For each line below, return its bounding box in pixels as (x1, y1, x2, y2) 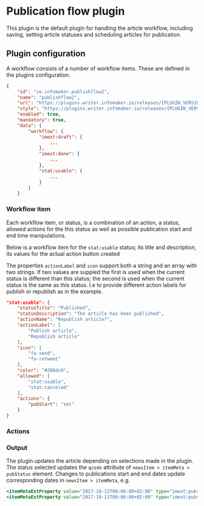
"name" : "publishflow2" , (17, 94, 80, 100)
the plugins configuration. (6, 71, 71, 79)
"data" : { (17, 122, 42, 128)
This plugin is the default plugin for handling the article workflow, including (6, 24, 193, 32)
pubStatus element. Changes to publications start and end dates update (6, 470, 185, 477)
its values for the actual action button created (6, 250, 120, 257)
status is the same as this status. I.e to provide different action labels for (6, 281, 186, 289)
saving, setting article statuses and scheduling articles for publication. (6, 30, 182, 38)
